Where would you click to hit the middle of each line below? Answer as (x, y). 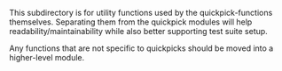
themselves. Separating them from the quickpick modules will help (131, 22)
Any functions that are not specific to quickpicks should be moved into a (141, 48)
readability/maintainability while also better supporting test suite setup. (138, 31)
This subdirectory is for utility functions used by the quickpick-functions (141, 13)
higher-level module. (47, 57)
